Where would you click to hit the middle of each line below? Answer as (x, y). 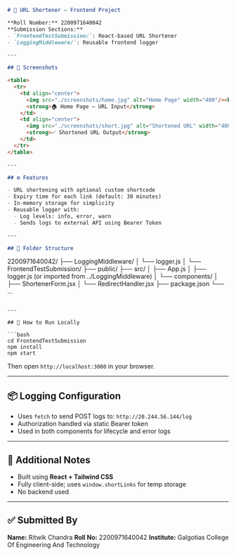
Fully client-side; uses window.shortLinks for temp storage (101, 484)
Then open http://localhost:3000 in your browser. (81, 366)
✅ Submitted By (42, 521)
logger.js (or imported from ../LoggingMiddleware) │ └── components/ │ (113, 277)
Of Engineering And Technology (54, 545)
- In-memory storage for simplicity (61, 204)
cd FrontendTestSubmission (47, 341)
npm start (22, 353)
